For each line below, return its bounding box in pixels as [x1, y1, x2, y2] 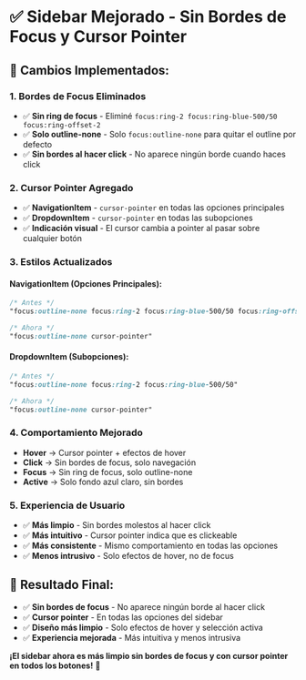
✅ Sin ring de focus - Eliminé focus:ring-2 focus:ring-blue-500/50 [22, 110, 278, 121]
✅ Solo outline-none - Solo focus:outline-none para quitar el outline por [22, 128, 297, 139]
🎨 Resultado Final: [9, 577, 114, 593]
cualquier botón [22, 233, 83, 244]
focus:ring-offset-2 [22, 120, 101, 129]
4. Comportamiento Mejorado [9, 426, 144, 439]
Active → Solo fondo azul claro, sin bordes [22, 476, 184, 487]
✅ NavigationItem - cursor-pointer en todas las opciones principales [22, 202, 285, 213]
